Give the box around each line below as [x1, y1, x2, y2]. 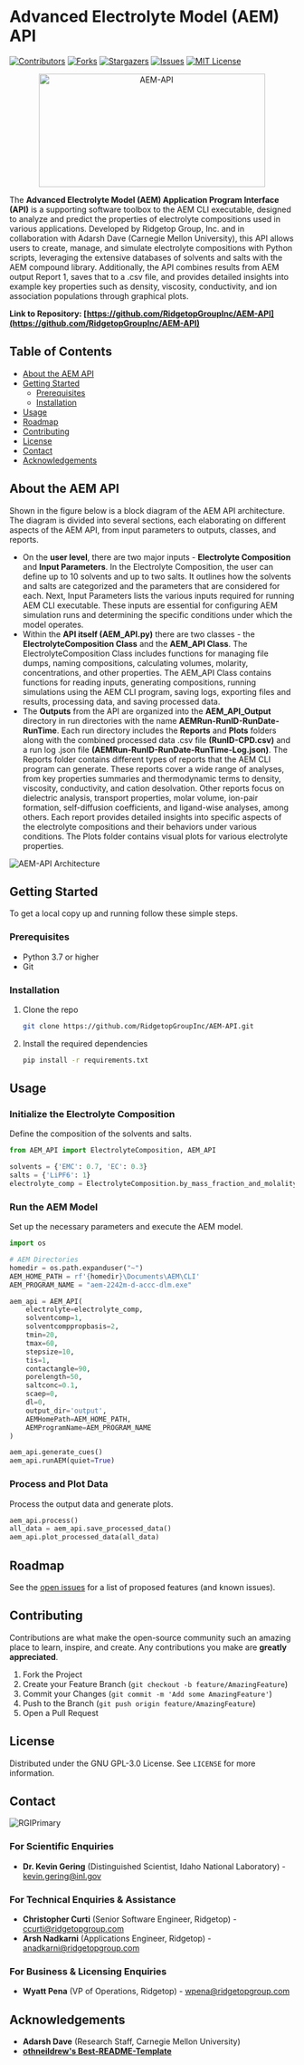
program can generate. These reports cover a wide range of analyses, [22, 763, 285, 774]
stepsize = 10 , [25, 1347, 75, 1356]
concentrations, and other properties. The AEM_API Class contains [22, 667, 271, 678]
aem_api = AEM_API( [9, 1297, 83, 1306]
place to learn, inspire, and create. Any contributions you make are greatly [9, 1642, 288, 1653]
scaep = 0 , [25, 1389, 59, 1399]
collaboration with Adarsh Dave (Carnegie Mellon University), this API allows [9, 233, 294, 244]
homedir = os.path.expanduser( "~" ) [9, 1263, 144, 1272]
